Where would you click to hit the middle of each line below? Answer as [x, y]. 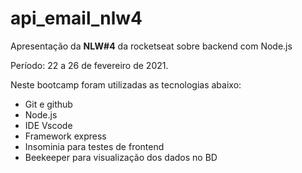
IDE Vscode [48, 125]
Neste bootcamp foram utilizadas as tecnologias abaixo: [126, 84]
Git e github [48, 104]
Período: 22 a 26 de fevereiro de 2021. [89, 65]
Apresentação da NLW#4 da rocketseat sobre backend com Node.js [151, 46]
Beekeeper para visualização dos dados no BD [121, 157]
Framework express [65, 136]
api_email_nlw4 [76, 18]
